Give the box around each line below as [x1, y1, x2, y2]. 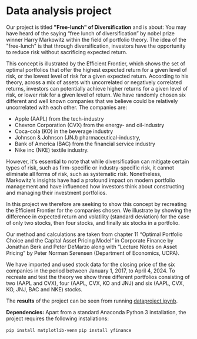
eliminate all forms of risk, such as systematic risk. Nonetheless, [6, 170, 162, 177]
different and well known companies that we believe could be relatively [6, 97, 178, 104]
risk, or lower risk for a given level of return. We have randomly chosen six [6, 91, 186, 98]
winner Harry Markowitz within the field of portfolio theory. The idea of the [6, 36, 186, 43]
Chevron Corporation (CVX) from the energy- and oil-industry [14, 121, 165, 128]
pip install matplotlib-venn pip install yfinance [6, 327, 132, 333]
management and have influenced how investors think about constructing [6, 182, 185, 190]
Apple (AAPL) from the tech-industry [14, 115, 104, 122]
